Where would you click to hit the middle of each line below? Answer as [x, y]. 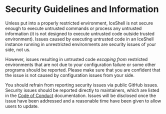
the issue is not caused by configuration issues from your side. [70, 75]
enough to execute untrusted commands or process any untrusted [73, 28]
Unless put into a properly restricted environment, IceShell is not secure [79, 23]
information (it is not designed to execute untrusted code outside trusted [80, 33]
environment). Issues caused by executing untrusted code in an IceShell [79, 39]
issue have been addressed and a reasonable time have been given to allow [83, 100]
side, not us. [18, 49]
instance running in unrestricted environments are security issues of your [81, 44]
